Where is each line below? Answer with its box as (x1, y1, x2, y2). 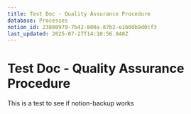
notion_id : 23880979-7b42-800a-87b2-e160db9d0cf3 (7, 23, 158, 30)
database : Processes (7, 17, 69, 24)
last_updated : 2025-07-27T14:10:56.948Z (7, 30, 129, 38)
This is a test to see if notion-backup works (7, 99, 134, 108)
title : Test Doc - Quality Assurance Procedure (7, 10, 151, 18)
